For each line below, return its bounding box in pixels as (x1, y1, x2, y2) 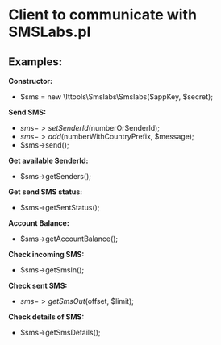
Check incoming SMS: (8, 250, 85, 259)
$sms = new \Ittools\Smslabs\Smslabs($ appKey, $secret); (19, 92, 214, 102)
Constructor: (8, 77, 53, 85)
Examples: (8, 55, 63, 69)
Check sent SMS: (8, 281, 68, 290)
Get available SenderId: (8, 156, 89, 165)
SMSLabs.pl (8, 23, 91, 41)
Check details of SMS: (8, 312, 85, 322)
